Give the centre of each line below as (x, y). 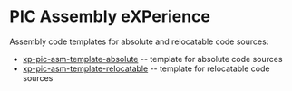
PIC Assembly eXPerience (110, 17)
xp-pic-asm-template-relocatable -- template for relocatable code (146, 68)
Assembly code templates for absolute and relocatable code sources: (139, 41)
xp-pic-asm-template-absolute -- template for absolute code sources (152, 59)
